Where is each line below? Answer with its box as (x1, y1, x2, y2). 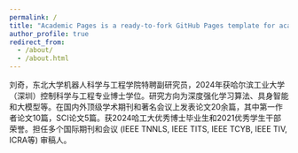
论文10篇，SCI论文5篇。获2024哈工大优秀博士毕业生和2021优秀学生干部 (16, 112, 282, 123)
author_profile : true (9, 29, 90, 38)
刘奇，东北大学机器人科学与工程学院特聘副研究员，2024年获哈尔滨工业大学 (9, 80, 286, 89)
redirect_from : (9, 37, 66, 47)
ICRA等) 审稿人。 (9, 134, 72, 145)
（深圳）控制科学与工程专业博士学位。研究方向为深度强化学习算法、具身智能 (9, 90, 289, 101)
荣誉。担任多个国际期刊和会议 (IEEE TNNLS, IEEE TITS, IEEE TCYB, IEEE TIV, (9, 124, 288, 134)
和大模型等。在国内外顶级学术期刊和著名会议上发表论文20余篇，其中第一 (9, 102, 276, 111)
